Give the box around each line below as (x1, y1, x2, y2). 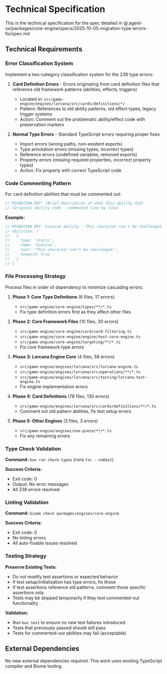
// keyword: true (5, 252, 50, 257)
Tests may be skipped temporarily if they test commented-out (12, 595, 140, 601)
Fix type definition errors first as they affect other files (19, 309, 131, 315)
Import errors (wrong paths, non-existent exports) (19, 141, 123, 147)
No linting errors (12, 535, 46, 541)
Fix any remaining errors (19, 433, 70, 439)
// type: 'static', (5, 238, 55, 243)
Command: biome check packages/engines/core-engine (5, 510, 120, 516)
